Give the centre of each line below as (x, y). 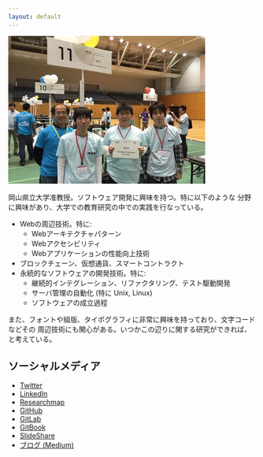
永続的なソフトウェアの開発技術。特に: (83, 273)
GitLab (30, 419)
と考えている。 (32, 339)
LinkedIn (33, 394)
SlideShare (37, 436)
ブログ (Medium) (47, 445)
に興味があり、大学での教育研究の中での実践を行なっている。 (108, 207)
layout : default (35, 17)
